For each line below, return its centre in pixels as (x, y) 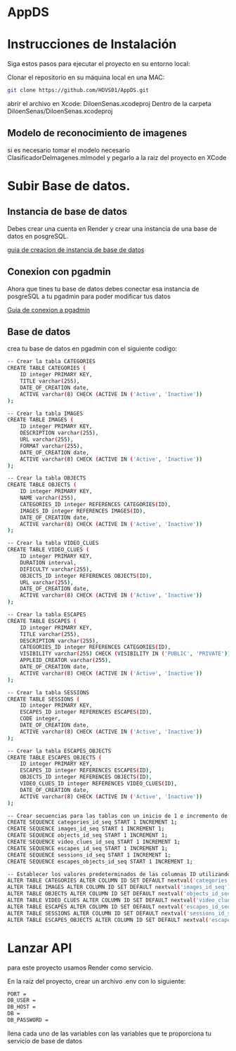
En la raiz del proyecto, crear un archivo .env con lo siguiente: (97, 981)
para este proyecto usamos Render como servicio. (80, 967)
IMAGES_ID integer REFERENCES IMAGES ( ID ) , (83, 511)
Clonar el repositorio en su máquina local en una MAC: (86, 77)
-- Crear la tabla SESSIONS (48, 692)
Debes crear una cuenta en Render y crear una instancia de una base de (112, 228)
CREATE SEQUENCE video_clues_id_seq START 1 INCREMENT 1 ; (94, 842)
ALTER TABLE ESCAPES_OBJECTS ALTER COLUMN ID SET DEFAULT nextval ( (108, 920)
